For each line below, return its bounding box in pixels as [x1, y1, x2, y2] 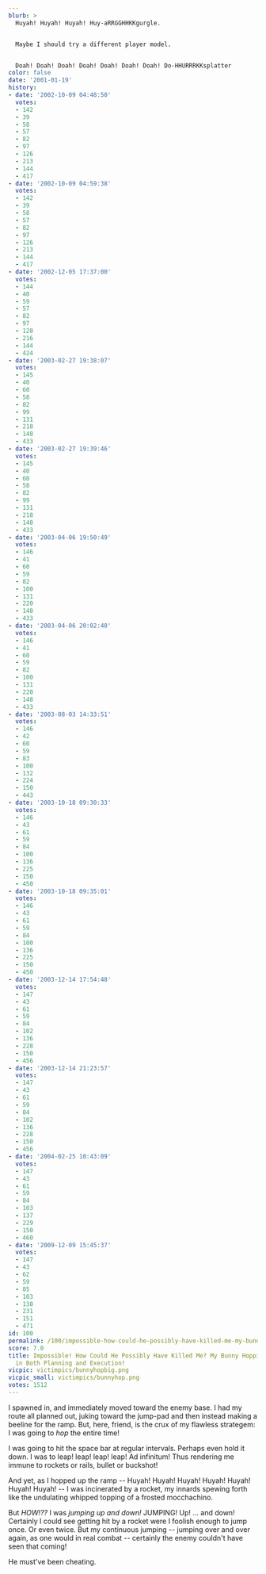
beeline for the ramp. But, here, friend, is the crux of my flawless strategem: [8, 1419, 256, 1429]
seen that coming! [8, 1541, 67, 1551]
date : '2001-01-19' [8, 76, 73, 84]
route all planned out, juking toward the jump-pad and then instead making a [8, 1411, 257, 1420]
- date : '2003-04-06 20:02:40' [8, 622, 112, 630]
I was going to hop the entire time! [8, 1428, 120, 1438]
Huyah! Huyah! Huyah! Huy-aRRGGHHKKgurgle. [15, 19, 161, 27]
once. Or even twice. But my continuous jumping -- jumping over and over [8, 1524, 251, 1534]
